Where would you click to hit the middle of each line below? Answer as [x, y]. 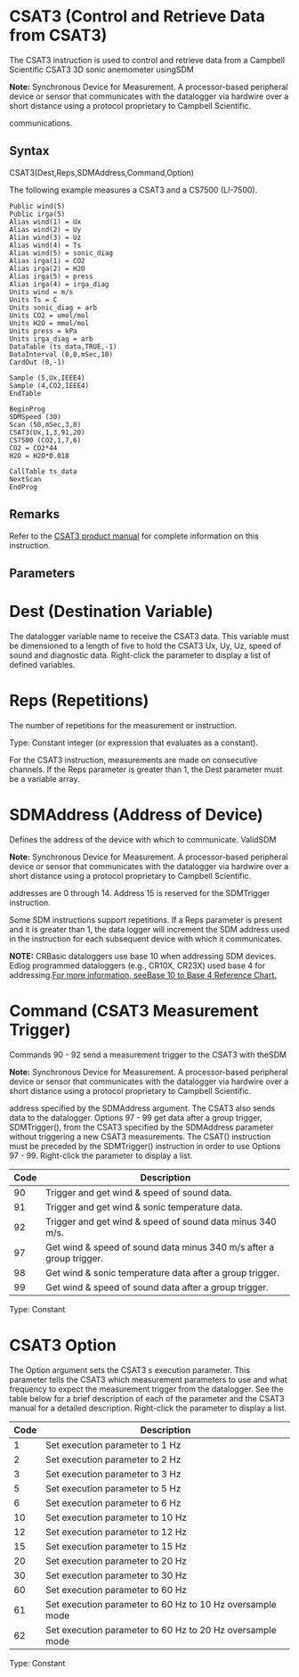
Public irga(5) [37, 214]
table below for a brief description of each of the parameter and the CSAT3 [147, 1398]
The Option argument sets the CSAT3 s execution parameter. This [130, 1369]
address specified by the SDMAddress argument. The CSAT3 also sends [142, 1108]
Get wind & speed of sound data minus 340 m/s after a [160, 1247]
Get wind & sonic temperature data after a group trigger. [163, 1272]
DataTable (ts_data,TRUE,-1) [63, 346]
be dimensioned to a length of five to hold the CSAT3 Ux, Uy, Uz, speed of [145, 645]
